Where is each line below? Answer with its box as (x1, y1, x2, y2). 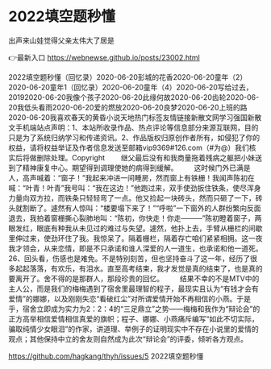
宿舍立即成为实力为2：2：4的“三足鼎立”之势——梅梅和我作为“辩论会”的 (22, 304, 261, 313)
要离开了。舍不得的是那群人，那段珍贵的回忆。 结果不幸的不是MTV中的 (8, 273, 260, 283)
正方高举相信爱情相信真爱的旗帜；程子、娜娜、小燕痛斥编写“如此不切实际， (8, 313, 260, 323)
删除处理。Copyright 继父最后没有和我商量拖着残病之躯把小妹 (35, 152, 256, 162)
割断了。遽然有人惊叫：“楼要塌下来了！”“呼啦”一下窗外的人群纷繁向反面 (22, 203, 261, 213)
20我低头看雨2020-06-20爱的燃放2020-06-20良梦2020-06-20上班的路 (8, 102, 248, 112)
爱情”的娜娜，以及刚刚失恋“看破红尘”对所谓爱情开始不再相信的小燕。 (8, 293, 237, 303)
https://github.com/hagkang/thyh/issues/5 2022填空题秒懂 (8, 351, 204, 361)
